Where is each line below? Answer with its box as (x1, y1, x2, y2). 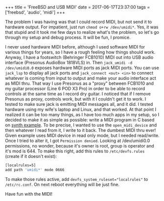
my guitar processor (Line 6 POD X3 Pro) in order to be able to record (5, 86, 145, 91)
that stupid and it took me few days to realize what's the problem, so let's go (5, 29, 159, 35)
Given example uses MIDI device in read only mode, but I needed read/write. (5, 132, 160, 138)
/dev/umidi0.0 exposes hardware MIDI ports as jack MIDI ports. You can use (5, 65, 159, 71)
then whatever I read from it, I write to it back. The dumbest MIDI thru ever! (5, 127, 156, 133)
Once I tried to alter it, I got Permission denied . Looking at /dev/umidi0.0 (5, 138, 150, 144)
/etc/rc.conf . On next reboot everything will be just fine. (5, 181, 120, 187)
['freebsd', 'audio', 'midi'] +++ (5, 9, 65, 15)
